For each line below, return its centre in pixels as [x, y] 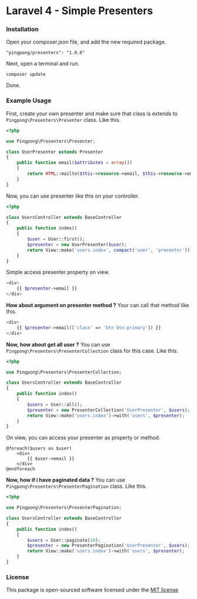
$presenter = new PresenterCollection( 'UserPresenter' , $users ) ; [109, 410]
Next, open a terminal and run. [43, 64]
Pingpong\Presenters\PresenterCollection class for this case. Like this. [92, 351]
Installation [23, 29]
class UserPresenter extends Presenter [55, 152]
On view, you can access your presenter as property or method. [83, 438]
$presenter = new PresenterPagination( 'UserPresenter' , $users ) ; [109, 545]
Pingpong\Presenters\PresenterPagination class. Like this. [77, 486]
